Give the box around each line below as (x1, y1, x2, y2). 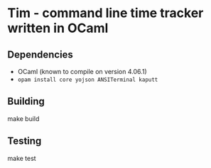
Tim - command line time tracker (7, 5, 204, 21)
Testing (7, 135, 42, 147)
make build (7, 114, 40, 122)
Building (7, 95, 45, 107)
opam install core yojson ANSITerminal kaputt (17, 76, 158, 83)
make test (7, 154, 37, 162)
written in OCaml (7, 20, 109, 36)
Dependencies (7, 48, 73, 61)
